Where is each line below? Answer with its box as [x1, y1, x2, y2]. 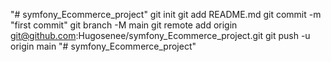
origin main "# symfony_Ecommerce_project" [10, 40, 197, 52]
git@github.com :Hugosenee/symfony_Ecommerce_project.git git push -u [10, 30, 311, 41]
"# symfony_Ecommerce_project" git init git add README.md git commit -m [10, 9, 322, 20]
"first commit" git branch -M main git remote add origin [10, 19, 238, 31]
